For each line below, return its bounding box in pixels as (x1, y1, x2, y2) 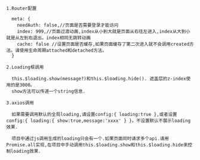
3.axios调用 (6, 100, 34, 106)
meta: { (11, 16, 31, 22)
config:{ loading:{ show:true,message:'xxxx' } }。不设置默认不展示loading (6, 118, 191, 124)
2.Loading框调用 (6, 64, 44, 70)
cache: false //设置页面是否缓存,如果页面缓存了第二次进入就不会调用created (17, 41, 190, 47)
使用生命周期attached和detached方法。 (19, 48, 107, 54)
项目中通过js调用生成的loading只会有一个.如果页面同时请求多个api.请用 (11, 136, 169, 142)
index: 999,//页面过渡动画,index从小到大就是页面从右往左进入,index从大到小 (17, 29, 190, 34)
